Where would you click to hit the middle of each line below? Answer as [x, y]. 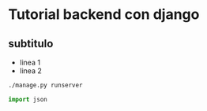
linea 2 [30, 71]
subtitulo [31, 44]
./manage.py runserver [45, 85]
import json [28, 99]
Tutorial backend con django [104, 15]
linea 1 [30, 62]
